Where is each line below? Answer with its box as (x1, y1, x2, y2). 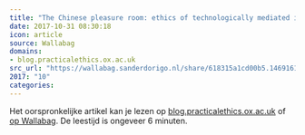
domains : (9, 47, 43, 56)
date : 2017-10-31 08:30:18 (9, 22, 112, 31)
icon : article (9, 30, 64, 39)
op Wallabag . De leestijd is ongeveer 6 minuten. (9, 115, 188, 126)
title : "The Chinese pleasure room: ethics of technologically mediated (9, 13, 290, 23)
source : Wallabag (9, 38, 75, 48)
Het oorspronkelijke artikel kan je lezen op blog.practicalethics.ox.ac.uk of (9, 105, 286, 116)
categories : (9, 81, 54, 90)
